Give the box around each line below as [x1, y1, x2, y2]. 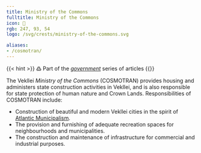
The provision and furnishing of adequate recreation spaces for [15, 120, 174, 128]
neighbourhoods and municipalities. [15, 127, 105, 134]
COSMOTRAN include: [6, 96, 63, 103]
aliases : [6, 42, 29, 48]
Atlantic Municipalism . [15, 114, 71, 122]
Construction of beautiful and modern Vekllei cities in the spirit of [15, 108, 179, 115]
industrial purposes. [15, 140, 66, 147]
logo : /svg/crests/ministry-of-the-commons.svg [6, 31, 129, 37]
